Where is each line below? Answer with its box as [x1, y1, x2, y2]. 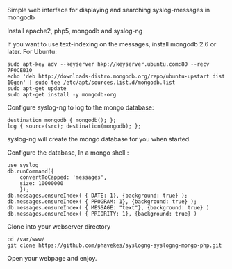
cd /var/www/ [7, 236, 45, 243]
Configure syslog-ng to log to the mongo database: [7, 103, 154, 112]
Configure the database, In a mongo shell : [7, 148, 129, 157]
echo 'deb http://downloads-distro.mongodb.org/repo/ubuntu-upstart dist [7, 73, 226, 80]
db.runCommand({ [7, 168, 54, 175]
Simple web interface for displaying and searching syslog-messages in [7, 6, 210, 14]
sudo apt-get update [7, 85, 67, 92]
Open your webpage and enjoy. [7, 254, 97, 262]
